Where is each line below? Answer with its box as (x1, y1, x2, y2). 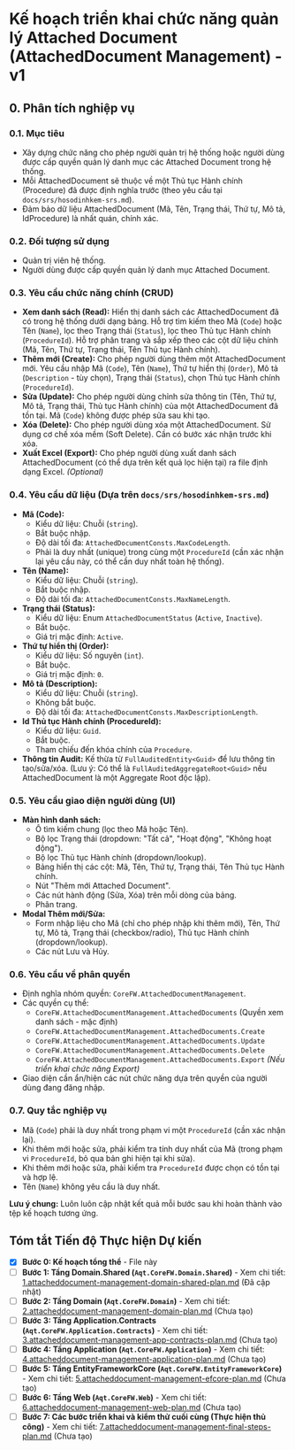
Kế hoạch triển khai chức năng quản (9, 9, 279, 29)
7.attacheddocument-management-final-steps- (99, 1421, 271, 1431)
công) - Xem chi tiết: (21, 1421, 98, 1431)
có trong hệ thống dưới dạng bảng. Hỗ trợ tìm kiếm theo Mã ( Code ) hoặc (21, 316, 283, 327)
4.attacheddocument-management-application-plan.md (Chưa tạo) (21, 1354, 267, 1364)
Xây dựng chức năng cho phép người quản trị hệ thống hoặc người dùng (21, 147, 285, 158)
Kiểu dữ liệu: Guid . (34, 725, 102, 736)
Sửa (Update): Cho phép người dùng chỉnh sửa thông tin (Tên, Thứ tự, (21, 391, 276, 402)
